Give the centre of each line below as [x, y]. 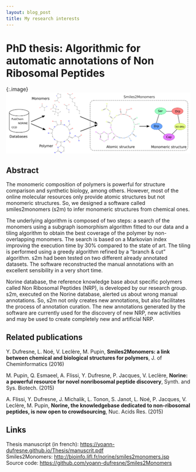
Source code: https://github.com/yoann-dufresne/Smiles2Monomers [89, 463]
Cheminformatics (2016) [35, 364]
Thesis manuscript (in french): [42, 444]
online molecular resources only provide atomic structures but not [85, 197]
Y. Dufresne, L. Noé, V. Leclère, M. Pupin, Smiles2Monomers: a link [88, 351]
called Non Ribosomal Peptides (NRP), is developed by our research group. [97, 288]
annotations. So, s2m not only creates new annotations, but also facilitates [96, 300]
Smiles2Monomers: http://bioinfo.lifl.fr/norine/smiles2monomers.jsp [88, 456]
